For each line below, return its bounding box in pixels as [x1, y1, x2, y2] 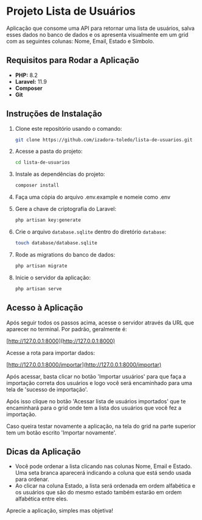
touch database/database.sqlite [15, 240, 97, 246]
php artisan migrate [15, 263, 68, 269]
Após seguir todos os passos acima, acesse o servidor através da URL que [6, 319, 195, 326]
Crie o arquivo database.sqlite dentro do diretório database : [15, 228, 166, 236]
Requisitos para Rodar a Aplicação [6, 55, 139, 65]
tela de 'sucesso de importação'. [6, 386, 88, 393]
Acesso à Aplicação [6, 302, 83, 313]
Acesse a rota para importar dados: [6, 349, 96, 356]
